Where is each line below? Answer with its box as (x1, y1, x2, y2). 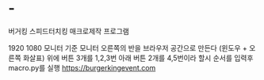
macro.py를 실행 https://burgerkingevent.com (8, 63, 156, 72)
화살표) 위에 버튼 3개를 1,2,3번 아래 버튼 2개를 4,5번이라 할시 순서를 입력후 (22, 53, 254, 63)
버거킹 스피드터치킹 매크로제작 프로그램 (8, 26, 129, 36)
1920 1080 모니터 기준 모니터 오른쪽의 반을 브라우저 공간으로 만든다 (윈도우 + (8, 43, 248, 52)
